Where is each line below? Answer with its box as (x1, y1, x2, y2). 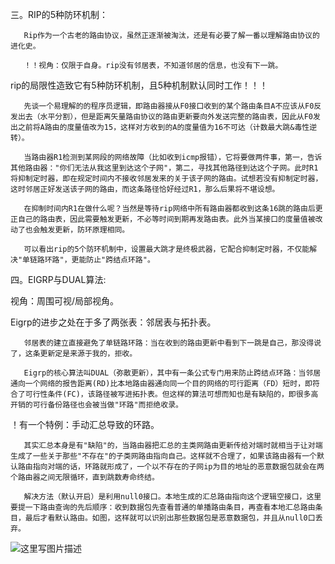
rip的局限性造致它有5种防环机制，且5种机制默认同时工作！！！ (10, 79, 268, 91)
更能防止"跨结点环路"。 (71, 255, 155, 265)
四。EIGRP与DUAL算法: (10, 274, 107, 285)
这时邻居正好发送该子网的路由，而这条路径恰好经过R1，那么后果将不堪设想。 (10, 184, 280, 194)
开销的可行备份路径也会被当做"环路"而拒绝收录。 (10, 400, 183, 410)
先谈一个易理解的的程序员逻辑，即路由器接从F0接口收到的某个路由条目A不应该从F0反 (23, 101, 322, 111)
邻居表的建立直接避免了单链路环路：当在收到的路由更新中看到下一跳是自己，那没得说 (23, 338, 322, 348)
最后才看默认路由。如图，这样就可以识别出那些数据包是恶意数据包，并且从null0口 (24, 513, 316, 523)
